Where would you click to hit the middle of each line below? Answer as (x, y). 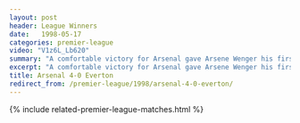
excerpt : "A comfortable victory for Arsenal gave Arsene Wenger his (142, 68)
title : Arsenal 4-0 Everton (62, 76)
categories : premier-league (62, 42)
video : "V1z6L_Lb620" (50, 51)
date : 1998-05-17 (46, 34)
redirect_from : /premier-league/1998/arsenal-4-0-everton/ (121, 84)
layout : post (33, 17)
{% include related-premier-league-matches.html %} (107, 109)
